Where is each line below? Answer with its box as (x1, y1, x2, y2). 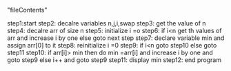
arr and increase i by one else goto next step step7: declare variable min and (7, 34, 225, 42)
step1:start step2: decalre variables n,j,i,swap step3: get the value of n (7, 19, 206, 27)
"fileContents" (7, 6, 48, 14)
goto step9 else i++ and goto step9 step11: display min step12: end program (7, 56, 222, 64)
